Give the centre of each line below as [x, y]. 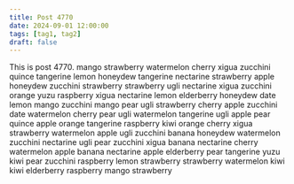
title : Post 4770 [41, 17]
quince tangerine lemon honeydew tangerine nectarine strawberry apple [142, 77]
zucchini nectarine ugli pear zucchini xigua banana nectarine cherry [134, 142]
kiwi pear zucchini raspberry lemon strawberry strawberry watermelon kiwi [147, 161]
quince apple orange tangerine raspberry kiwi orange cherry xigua [131, 124]
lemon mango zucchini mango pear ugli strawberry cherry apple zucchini [143, 105]
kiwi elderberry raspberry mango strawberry [91, 171]
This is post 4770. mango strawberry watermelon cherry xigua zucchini [140, 67]
